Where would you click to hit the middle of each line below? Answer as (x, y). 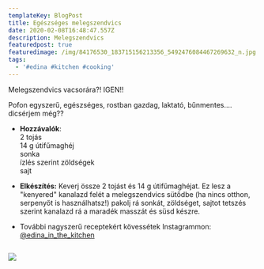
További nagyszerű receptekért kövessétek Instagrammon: (115, 226)
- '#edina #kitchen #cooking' (65, 67)
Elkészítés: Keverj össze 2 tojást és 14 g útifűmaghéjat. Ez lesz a (125, 186)
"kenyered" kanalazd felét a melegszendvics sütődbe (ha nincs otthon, (135, 194)
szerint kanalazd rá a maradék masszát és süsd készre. (109, 211)
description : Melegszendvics (56, 38)
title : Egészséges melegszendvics (65, 23)
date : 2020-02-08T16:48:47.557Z (61, 30)
